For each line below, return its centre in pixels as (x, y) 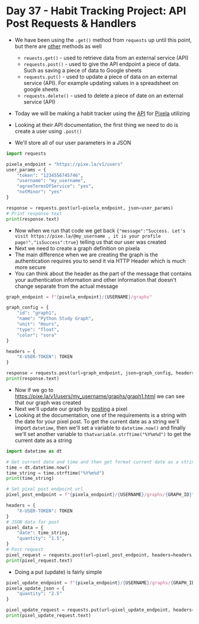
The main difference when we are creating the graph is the (86, 254)
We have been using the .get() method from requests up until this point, (103, 40)
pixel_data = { (25, 527)
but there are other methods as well (58, 46)
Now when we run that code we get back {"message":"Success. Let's (100, 230)
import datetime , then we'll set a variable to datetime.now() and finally (100, 428)
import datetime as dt (34, 451)
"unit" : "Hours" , (38, 324)
